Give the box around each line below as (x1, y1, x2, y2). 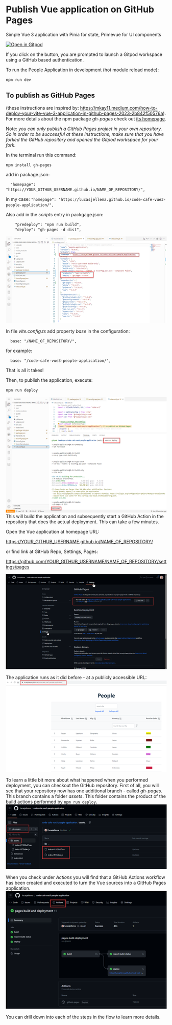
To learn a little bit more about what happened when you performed (6, 777, 149, 783)
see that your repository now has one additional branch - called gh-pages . (6, 788, 163, 794)
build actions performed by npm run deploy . (6, 798, 97, 805)
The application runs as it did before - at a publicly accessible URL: (6, 674, 147, 680)
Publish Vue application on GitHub (6, 4, 155, 15)
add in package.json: (6, 171, 50, 177)
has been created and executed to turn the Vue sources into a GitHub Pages (6, 879, 166, 886)
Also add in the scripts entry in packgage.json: (6, 211, 104, 217)
